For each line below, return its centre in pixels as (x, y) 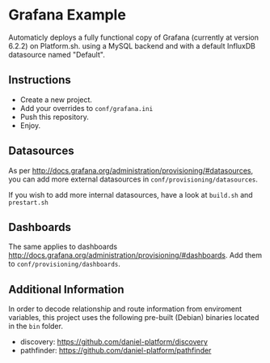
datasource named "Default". (57, 54)
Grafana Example (67, 15)
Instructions (40, 80)
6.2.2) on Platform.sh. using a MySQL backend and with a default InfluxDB (132, 45)
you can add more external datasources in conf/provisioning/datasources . (133, 179)
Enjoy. (30, 125)
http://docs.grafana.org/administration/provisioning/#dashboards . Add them (135, 255)
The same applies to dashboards (63, 247)
